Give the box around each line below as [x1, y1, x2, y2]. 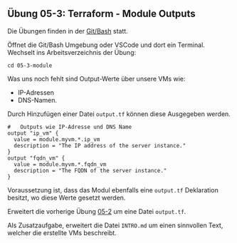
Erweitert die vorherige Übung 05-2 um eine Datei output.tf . [7, 207, 186, 215]
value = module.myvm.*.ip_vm [14, 135, 100, 143]
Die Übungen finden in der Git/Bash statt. [7, 26, 128, 35]
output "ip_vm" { [7, 130, 59, 137]
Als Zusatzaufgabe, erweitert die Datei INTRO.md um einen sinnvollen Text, [7, 221, 223, 229]
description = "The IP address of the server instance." [14, 142, 186, 149]
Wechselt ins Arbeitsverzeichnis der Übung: [7, 48, 137, 56]
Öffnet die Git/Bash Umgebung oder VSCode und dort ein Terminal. [7, 41, 205, 49]
